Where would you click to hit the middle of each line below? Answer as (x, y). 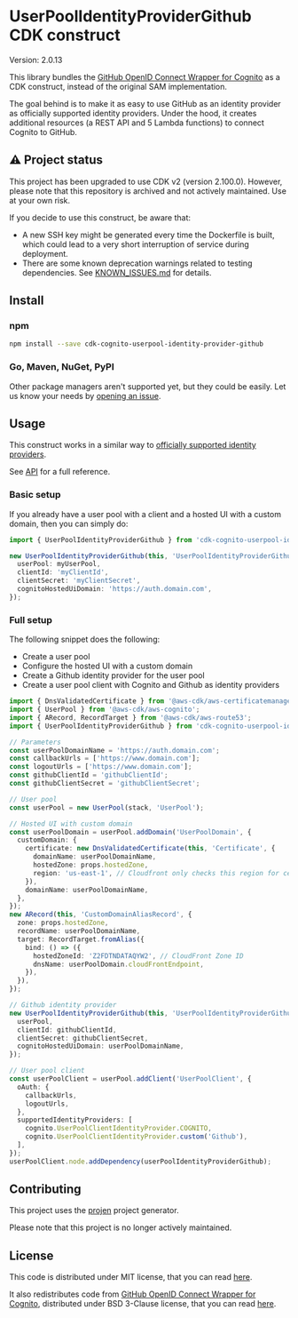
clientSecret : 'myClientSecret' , (79, 581)
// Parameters (35, 742)
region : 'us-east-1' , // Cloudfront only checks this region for (156, 873)
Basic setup (35, 495)
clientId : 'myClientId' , (63, 572)
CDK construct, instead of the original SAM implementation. (118, 86)
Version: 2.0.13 (36, 60)
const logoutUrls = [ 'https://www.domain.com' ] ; (101, 767)
